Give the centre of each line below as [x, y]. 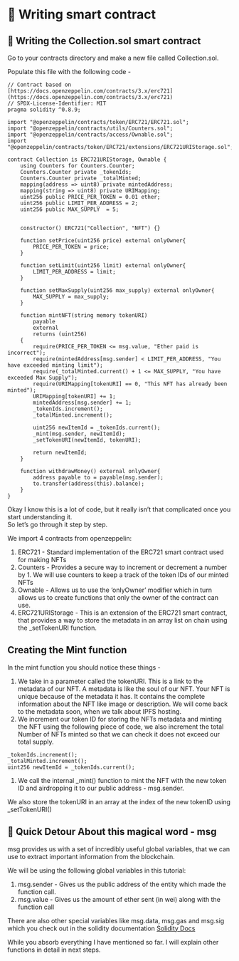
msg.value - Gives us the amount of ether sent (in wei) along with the [119, 899]
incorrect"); [27, 353]
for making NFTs [42, 560]
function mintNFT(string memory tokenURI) [84, 316]
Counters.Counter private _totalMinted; [81, 178]
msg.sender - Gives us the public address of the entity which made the [122, 884]
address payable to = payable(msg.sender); [98, 477]
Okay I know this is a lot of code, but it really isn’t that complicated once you [119, 509]
